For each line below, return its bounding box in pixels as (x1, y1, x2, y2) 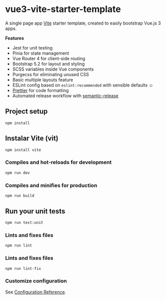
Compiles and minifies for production (5, 182, 97, 189)
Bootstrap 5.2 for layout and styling (12, 61, 85, 67)
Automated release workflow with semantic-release (12, 93, 119, 99)
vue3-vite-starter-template (5, 4, 121, 15)
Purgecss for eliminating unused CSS (12, 71, 89, 77)
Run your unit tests (5, 207, 66, 215)
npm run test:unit (5, 220, 43, 225)
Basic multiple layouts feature (12, 77, 73, 83)
